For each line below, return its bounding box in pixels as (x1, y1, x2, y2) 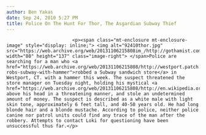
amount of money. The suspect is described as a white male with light (6, 96, 193, 102)
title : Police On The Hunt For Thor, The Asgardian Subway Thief (6, 20, 177, 26)
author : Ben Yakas (6, 9, 53, 15)
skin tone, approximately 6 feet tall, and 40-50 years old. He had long (6, 102, 199, 108)
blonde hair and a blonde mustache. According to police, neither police (6, 107, 199, 114)
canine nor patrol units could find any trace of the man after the (6, 112, 185, 118)
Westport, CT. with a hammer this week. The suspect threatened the (6, 75, 185, 81)
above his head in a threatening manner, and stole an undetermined (6, 91, 185, 97)
